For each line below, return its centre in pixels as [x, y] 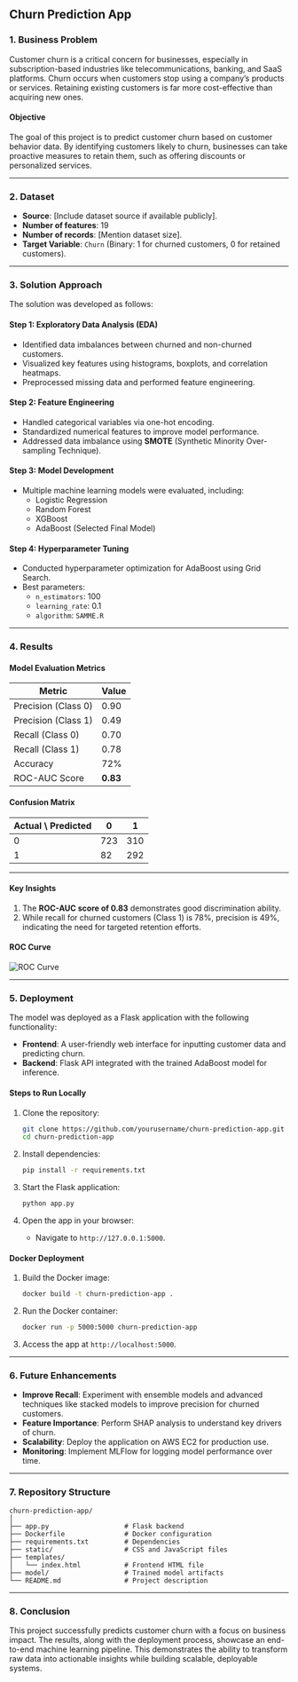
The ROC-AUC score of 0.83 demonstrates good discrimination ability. [152, 908]
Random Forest [63, 509]
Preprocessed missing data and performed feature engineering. [138, 382]
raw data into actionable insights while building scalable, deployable [133, 1658]
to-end [22, 1649]
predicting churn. [54, 1054]
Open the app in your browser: [78, 1220]
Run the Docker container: [70, 1311]
